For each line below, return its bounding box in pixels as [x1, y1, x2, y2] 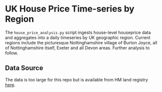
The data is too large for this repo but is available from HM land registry [5, 77, 148, 82]
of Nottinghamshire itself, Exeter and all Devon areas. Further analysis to [5, 45, 150, 51]
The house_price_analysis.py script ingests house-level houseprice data [5, 29, 151, 35]
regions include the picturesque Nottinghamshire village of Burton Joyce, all [5, 39, 157, 45]
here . [5, 82, 16, 88]
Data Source [5, 64, 43, 72]
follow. [5, 50, 18, 56]
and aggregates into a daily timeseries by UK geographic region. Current [5, 35, 151, 40]
